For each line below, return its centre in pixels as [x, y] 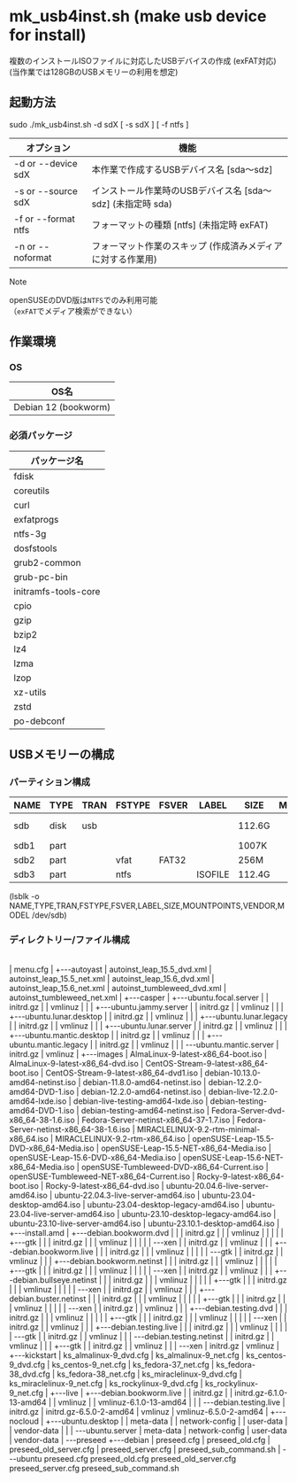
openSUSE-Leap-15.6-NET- [233, 1157]
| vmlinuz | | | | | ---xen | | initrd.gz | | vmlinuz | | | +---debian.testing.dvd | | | [148, 1307]
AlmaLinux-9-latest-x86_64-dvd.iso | [76, 1063]
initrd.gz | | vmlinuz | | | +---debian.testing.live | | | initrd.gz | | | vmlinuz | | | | [148, 1327]
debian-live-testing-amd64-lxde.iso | [141, 1101]
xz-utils [30, 692]
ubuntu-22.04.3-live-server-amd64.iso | [127, 1195]
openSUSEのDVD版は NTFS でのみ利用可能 [84, 299]
